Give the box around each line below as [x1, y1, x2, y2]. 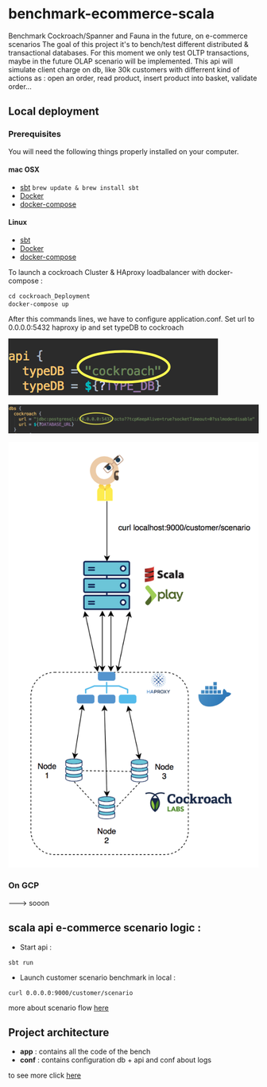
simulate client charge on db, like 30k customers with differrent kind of [8, 64, 240, 74]
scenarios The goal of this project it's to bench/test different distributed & [8, 39, 249, 48]
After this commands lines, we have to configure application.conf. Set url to [8, 315, 255, 324]
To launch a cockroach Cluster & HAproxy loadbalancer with [8, 268, 206, 277]
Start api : [19, 942, 52, 952]
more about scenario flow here [8, 1003, 109, 1012]
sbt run [8, 958, 34, 966]
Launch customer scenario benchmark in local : [19, 973, 176, 982]
